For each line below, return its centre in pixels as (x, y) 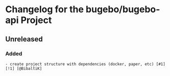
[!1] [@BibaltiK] (24, 68)
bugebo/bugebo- (123, 9)
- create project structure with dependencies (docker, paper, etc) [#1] (86, 64)
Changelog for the (45, 9)
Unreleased (24, 39)
